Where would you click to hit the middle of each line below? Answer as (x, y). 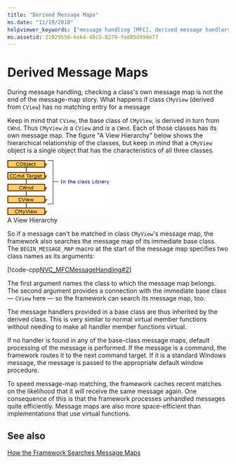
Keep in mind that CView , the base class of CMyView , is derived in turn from (113, 121)
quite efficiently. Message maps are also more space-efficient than (104, 406)
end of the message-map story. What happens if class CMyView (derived (111, 100)
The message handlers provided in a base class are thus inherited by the (112, 312)
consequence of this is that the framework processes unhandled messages (117, 399)
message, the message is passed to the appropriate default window (105, 363)
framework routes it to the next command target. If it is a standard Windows (117, 355)
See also (26, 436)
